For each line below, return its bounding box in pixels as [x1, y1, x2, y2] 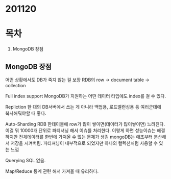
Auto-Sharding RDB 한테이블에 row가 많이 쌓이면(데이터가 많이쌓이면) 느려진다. [5, 121, 165, 127]
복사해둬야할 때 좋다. [5, 110, 46, 116]
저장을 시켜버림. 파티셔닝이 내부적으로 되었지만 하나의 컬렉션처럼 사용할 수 [10, 140, 158, 146]
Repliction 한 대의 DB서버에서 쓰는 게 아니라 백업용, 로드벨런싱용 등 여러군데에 [5, 104, 162, 110]
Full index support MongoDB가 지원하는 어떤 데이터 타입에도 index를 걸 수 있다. [5, 93, 166, 99]
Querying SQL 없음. [5, 157, 46, 163]
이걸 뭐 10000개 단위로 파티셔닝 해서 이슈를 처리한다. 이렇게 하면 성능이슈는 [5, 127, 156, 133]
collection [5, 82, 26, 88]
